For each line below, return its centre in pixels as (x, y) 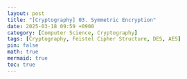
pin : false (23, 45)
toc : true (21, 65)
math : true (23, 52)
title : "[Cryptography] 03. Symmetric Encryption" (82, 20)
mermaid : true (28, 58)
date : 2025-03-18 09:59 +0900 (51, 26)
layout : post (26, 13)
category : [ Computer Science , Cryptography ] (72, 33)
